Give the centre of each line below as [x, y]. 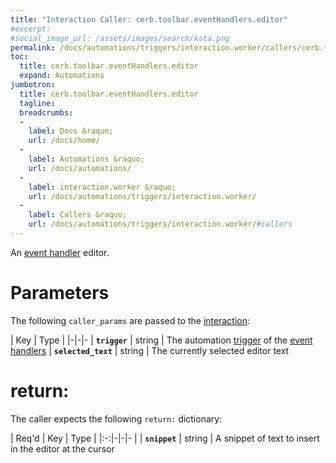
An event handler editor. [60, 252]
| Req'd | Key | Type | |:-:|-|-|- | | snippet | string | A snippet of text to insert [165, 438]
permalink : [33, 47]
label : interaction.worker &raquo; [102, 187]
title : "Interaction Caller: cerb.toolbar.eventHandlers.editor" [149, 19]
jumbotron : [33, 85]
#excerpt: [31, 29]
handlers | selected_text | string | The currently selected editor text [150, 350]
